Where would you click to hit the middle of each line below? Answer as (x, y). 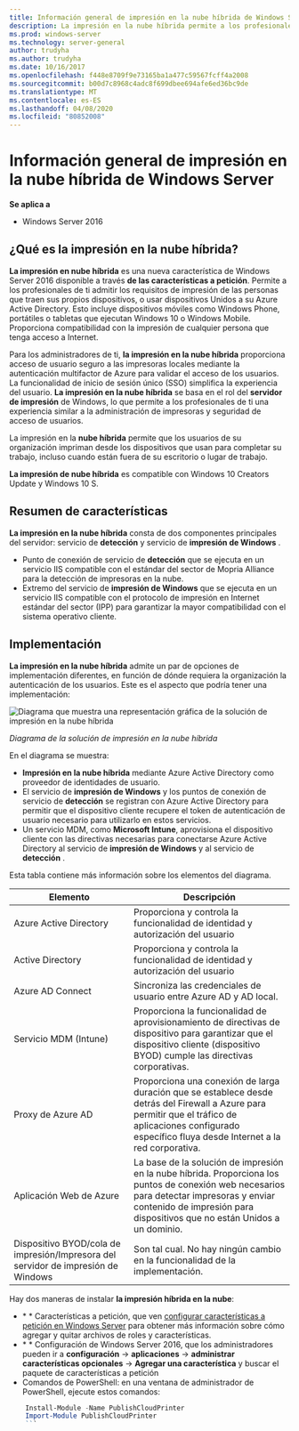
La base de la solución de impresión (208, 1162)
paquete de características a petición (90, 1372)
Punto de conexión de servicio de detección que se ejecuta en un (143, 559)
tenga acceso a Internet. (54, 337)
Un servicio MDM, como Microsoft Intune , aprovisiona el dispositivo (147, 829)
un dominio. (158, 1229)
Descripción (209, 897)
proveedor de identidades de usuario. (91, 782)
